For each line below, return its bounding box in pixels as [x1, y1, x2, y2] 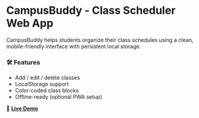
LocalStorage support [14, 81, 69, 88]
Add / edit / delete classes [14, 74, 80, 81]
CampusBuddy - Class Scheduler [6, 4, 176, 17]
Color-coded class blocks [14, 87, 79, 94]
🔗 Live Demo [6, 105, 38, 112]
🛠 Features [6, 58, 40, 66]
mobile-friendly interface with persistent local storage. [6, 43, 141, 50]
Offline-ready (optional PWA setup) [14, 93, 102, 101]
